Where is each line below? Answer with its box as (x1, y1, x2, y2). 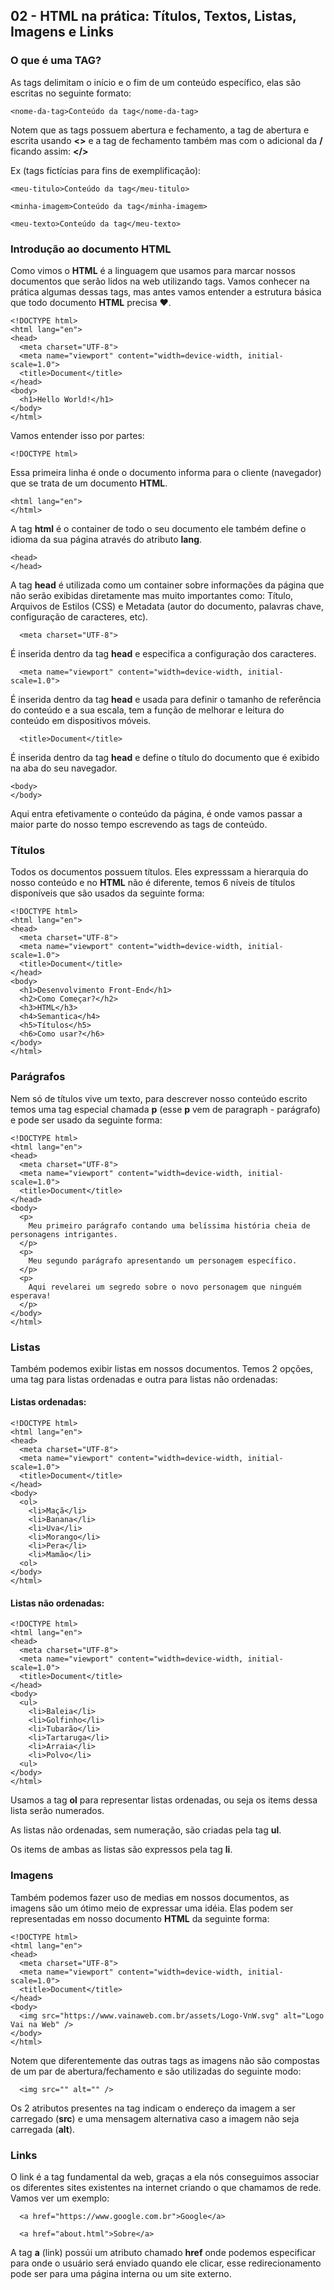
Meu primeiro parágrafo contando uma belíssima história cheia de (28, 1220, 311, 1231)
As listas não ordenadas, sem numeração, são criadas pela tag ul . (10, 1824, 282, 1836)
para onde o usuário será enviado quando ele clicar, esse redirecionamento (10, 2257, 322, 2269)
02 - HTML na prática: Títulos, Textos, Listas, (10, 8, 297, 25)
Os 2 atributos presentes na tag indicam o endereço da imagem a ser (10, 2102, 296, 2114)
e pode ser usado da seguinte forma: (10, 1114, 163, 1126)
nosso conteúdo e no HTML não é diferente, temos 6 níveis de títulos (10, 877, 296, 889)
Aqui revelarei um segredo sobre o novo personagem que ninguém (28, 1282, 302, 1292)
